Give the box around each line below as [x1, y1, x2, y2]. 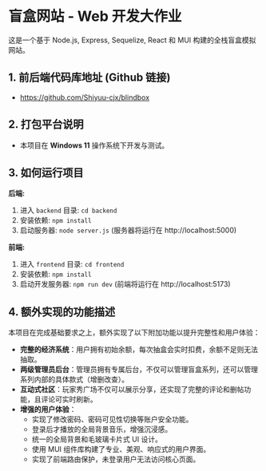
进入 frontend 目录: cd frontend [19, 259, 125, 269]
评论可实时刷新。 [41, 394, 97, 404]
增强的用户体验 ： [19, 405, 77, 414]
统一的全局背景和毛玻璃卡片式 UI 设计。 [31, 434, 162, 444]
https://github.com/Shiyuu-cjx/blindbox [19, 93, 150, 102]
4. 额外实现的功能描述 [8, 305, 116, 319]
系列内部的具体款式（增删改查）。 [19, 374, 129, 384]
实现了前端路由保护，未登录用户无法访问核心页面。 [31, 454, 200, 464]
